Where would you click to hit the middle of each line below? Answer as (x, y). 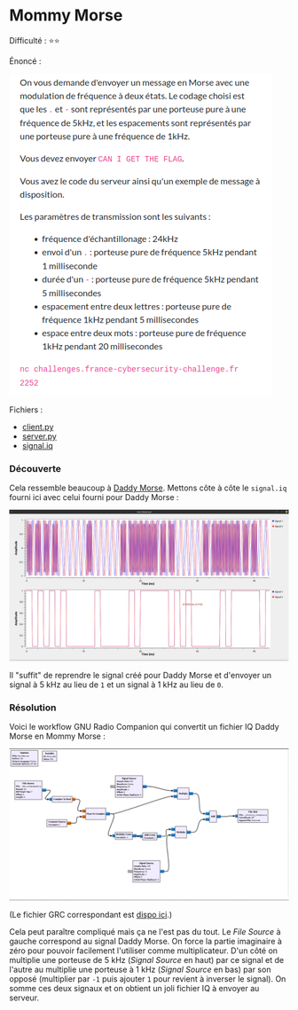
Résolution (33, 708)
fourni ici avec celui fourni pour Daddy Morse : (94, 497)
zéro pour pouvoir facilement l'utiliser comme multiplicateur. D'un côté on (143, 951)
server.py (39, 436)
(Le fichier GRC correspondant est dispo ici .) (91, 914)
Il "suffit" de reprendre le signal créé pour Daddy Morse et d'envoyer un (141, 675)
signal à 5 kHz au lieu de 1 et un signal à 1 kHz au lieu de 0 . (116, 685)
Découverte (35, 468)
